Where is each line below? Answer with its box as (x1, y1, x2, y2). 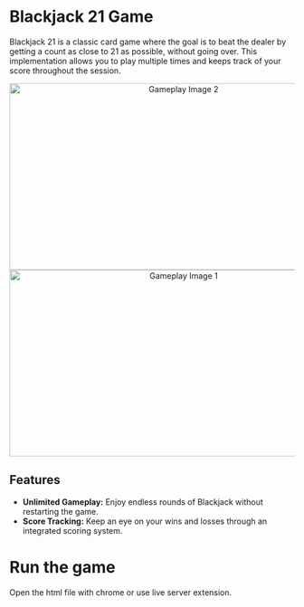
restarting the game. (22, 506, 100, 517)
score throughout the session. (9, 65, 121, 76)
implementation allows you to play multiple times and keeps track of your (9, 55, 282, 66)
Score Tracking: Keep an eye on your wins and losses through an (22, 516, 268, 526)
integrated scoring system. (22, 525, 123, 536)
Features (9, 472, 61, 488)
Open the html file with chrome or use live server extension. (9, 586, 233, 598)
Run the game (9, 556, 116, 577)
